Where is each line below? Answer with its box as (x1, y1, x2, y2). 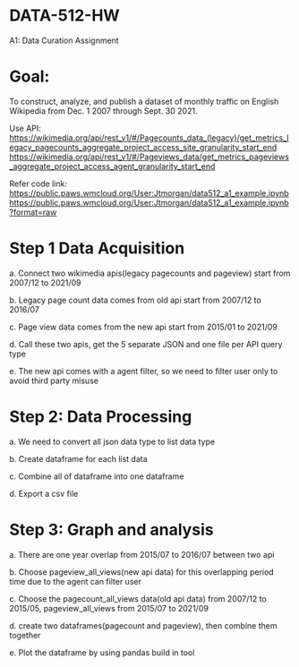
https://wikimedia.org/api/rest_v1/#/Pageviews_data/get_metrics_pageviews (9, 151, 289, 162)
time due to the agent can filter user (9, 576, 141, 586)
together (9, 629, 41, 640)
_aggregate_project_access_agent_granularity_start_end (9, 160, 216, 171)
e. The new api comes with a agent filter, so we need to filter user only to (9, 365, 278, 376)
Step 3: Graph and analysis (9, 519, 214, 540)
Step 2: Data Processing (9, 406, 192, 426)
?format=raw (9, 207, 57, 218)
